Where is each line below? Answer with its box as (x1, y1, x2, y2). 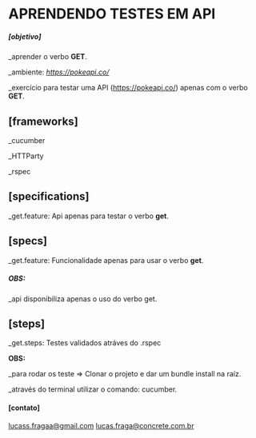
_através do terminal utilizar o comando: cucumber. (8, 384, 178, 394)
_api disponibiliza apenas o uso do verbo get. (8, 293, 158, 304)
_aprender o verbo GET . (8, 52, 88, 62)
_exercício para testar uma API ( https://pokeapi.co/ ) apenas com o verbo (8, 83, 248, 93)
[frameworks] (8, 114, 78, 128)
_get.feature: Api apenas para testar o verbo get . (8, 211, 170, 221)
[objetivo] (8, 31, 42, 41)
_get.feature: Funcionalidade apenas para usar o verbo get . (8, 255, 204, 265)
